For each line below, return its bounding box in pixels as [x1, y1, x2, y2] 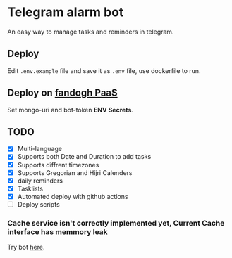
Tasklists [17, 184, 44, 193]
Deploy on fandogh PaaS [7, 87, 118, 99]
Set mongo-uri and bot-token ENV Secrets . [7, 105, 134, 114]
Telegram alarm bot [7, 4, 124, 20]
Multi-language [17, 145, 62, 153]
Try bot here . [7, 243, 45, 252]
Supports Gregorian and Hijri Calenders [17, 168, 133, 176]
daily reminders [17, 176, 63, 185]
